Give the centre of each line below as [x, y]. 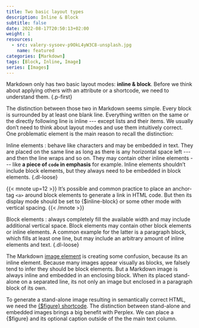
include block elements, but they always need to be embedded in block [94, 171]
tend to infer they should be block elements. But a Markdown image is [92, 269]
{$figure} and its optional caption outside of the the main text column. [92, 319]
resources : [20, 39]
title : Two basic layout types [45, 12]
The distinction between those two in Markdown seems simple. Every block [99, 109]
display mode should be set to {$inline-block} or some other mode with [94, 201]
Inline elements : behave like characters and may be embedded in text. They [100, 145]
